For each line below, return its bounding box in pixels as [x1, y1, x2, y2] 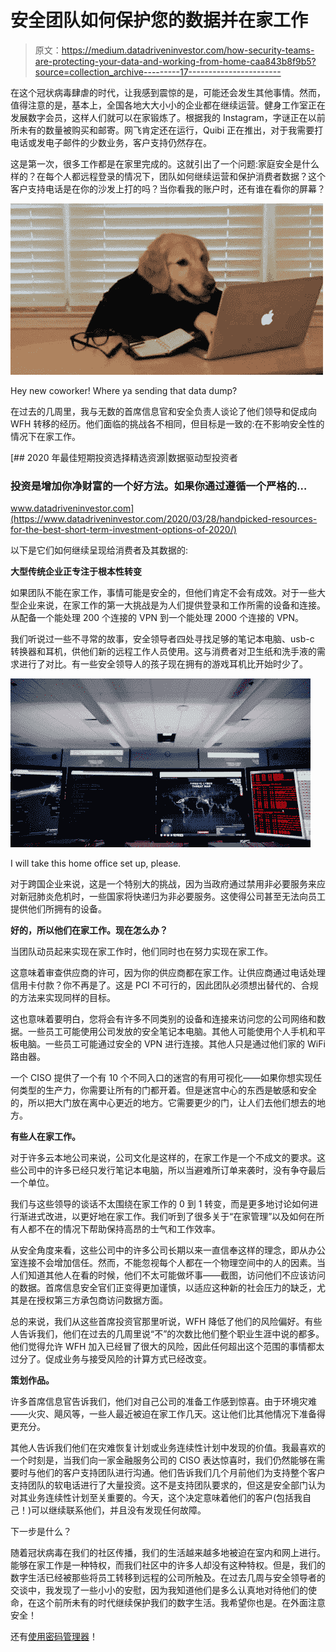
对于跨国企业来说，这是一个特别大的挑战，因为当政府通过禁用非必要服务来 [10, 878, 317, 890]
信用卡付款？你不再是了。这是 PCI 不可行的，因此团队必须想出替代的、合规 [10, 979, 319, 991]
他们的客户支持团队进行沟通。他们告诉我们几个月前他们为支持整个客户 [36, 1467, 326, 1479]
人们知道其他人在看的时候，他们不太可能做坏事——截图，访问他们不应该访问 [10, 1269, 326, 1281]
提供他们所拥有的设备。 [10, 903, 107, 915]
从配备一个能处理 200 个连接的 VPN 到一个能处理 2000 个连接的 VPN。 [10, 612, 305, 624]
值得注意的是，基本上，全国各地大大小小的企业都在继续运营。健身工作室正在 [10, 99, 326, 111]
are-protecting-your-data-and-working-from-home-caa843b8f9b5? [34, 55, 317, 67]
